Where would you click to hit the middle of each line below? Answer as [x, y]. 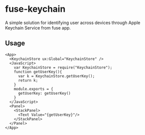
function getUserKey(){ [38, 72]
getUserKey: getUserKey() [44, 93]
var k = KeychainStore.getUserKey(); [56, 76]
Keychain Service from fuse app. [38, 27]
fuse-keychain [35, 9]
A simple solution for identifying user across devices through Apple [73, 23]
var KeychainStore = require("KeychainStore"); [63, 67]
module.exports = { [34, 89]
